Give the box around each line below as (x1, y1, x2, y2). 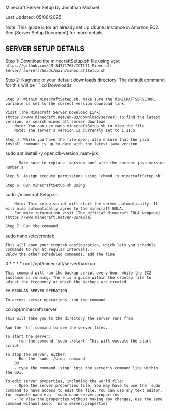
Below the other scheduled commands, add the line (5, 252, 115, 257)
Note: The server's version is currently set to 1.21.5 (14, 128, 136, 133)
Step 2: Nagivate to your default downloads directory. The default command (5, 77, 165, 83)
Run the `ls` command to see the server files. (5, 325, 108, 330)
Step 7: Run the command (5, 223, 58, 229)
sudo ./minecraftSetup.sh (5, 191, 59, 197)
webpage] (141, 210, 160, 215)
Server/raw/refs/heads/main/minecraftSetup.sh (5, 67, 106, 73)
